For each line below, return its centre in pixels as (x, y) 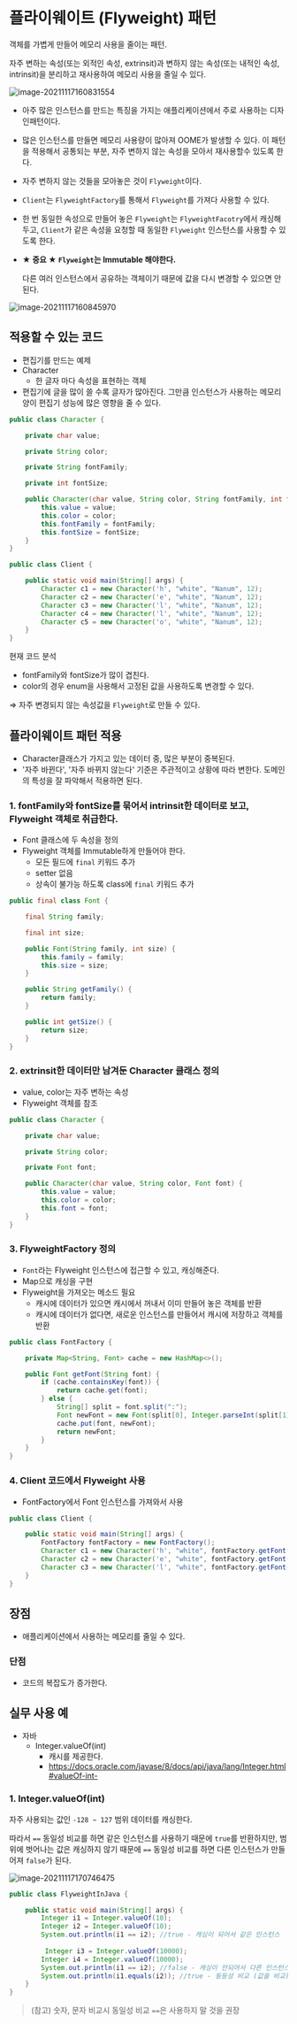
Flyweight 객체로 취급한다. (64, 819)
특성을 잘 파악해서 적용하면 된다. (87, 781)
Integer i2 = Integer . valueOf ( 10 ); (107, 1927)
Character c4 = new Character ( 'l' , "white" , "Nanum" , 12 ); (152, 613)
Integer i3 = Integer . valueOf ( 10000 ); (116, 1951)
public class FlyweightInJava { (69, 1894)
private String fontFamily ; (76, 467)
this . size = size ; (75, 966)
